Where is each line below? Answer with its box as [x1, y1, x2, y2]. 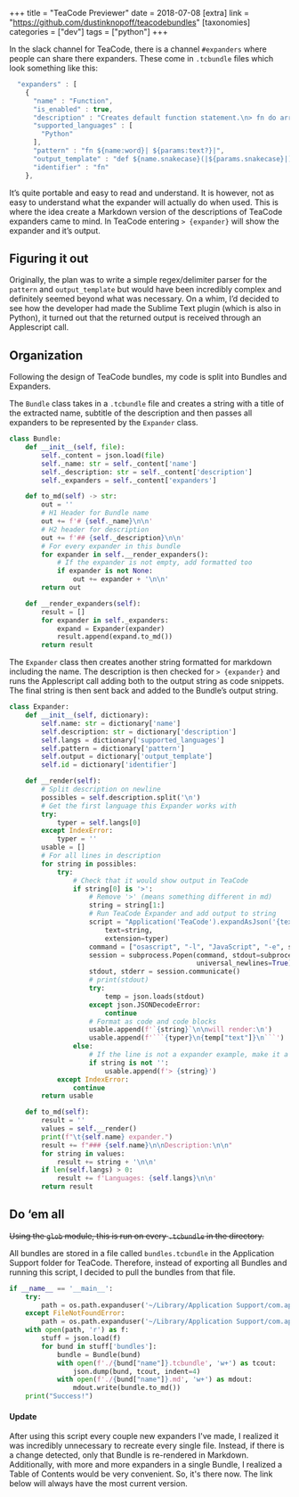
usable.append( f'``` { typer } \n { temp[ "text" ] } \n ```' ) [88, 1033, 285, 1042]
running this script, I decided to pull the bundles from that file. [9, 1266, 236, 1278]
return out [41, 583, 82, 592]
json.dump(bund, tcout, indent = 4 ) [72, 1367, 201, 1376]
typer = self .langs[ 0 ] [56, 818, 141, 827]
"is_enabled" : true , [32, 104, 114, 114]
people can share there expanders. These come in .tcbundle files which [9, 53, 274, 63]
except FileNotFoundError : [25, 1309, 125, 1318]
